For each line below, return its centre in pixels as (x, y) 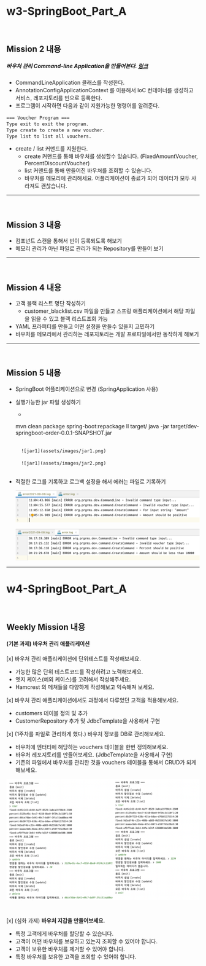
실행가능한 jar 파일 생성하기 (48, 402)
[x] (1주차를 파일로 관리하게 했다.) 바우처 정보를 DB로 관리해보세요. (86, 734)
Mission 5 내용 (34, 373)
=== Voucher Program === (38, 118)
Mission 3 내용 (34, 225)
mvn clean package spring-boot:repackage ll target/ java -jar (92, 426)
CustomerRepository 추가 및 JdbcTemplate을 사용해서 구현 (88, 721)
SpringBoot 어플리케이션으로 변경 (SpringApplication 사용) (86, 389)
